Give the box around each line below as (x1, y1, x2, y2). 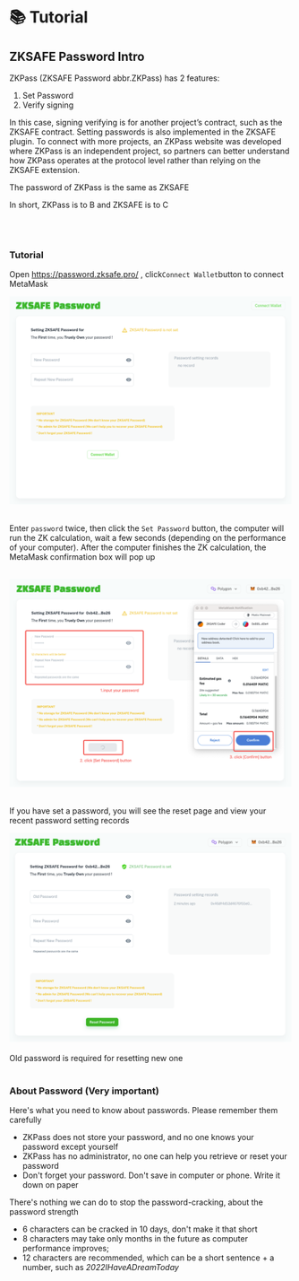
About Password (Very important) (9, 1085, 159, 1097)
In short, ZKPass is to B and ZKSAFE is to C (9, 199, 169, 210)
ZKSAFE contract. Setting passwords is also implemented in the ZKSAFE (9, 126, 276, 137)
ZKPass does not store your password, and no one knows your (21, 1132, 254, 1143)
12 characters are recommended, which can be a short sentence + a (21, 1252, 275, 1263)
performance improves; (21, 1243, 109, 1254)
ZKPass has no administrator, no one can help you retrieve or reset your (21, 1151, 288, 1162)
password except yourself (21, 1141, 119, 1153)
